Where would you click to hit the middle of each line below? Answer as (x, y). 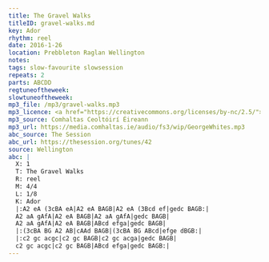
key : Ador (25, 30)
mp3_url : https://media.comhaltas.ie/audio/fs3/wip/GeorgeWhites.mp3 (127, 127)
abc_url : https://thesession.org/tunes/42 (80, 142)
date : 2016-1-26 (35, 46)
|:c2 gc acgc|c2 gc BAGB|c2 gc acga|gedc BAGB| (96, 239)
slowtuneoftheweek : (41, 97)
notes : (19, 61)
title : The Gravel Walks (50, 16)
